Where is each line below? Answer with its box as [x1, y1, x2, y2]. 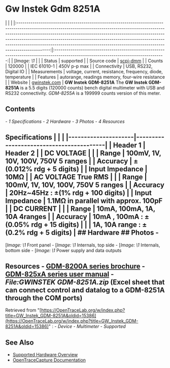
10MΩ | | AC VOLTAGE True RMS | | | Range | [5, 173, 147, 181]
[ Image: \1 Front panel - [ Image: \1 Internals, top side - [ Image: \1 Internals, [5, 242, 160, 248]
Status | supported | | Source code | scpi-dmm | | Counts [44, 57, 163, 64]
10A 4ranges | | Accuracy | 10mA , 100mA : [5, 212, 144, 221]
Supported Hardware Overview [12, 352, 78, 358]
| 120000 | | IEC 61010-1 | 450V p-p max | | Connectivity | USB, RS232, [5, 63, 153, 69]
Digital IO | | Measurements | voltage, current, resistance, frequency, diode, [5, 68, 163, 74]
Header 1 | [113, 141, 146, 150]
